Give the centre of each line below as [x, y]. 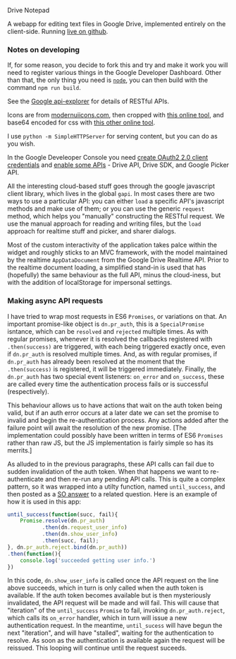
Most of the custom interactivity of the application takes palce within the [112, 245]
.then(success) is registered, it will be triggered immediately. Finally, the [112, 369]
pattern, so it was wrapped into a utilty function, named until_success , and [116, 486]
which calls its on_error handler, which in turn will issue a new [97, 618]
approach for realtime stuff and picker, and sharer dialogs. [92, 231]
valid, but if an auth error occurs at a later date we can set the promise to [113, 412]
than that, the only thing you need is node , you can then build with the [108, 80]
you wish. [21, 144]
